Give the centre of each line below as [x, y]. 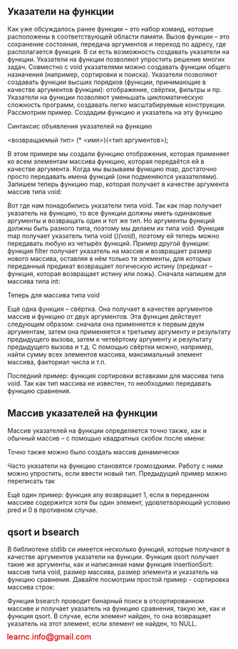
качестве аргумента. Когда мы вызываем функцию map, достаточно [112, 169]
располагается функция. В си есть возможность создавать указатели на [119, 51]
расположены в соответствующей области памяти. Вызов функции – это [119, 36]
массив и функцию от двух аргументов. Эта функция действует [104, 316]
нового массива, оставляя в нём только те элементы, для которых [109, 258]
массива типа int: [34, 281]
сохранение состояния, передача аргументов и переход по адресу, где [117, 44]
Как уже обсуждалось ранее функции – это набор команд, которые [110, 29]
